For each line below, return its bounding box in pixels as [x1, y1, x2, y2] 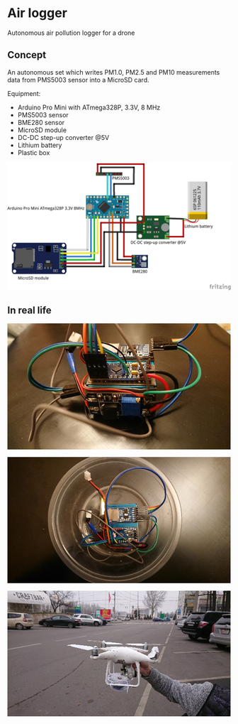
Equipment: [7, 89, 41, 97]
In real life [7, 304, 52, 316]
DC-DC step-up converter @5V [17, 133, 110, 141]
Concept [7, 49, 47, 61]
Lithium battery [17, 141, 62, 149]
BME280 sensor [17, 118, 65, 126]
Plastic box [17, 148, 50, 157]
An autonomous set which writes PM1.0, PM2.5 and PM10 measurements [7, 67, 220, 76]
